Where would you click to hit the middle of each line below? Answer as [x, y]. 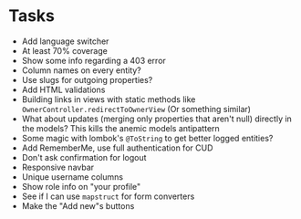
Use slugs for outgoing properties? [87, 79]
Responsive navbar [58, 167]
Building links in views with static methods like [109, 99]
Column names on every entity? [82, 70]
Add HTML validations [63, 89]
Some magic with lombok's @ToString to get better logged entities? [147, 138]
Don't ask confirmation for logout [84, 157]
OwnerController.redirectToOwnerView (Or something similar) [136, 109]
